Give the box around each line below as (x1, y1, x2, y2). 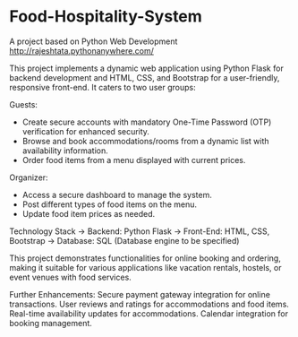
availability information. (21, 145, 109, 156)
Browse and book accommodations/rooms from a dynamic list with (21, 135, 270, 146)
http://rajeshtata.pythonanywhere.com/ (9, 45, 155, 56)
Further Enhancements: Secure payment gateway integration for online (9, 289, 271, 299)
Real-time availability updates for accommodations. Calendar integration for (9, 307, 289, 319)
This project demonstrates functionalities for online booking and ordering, (9, 253, 282, 264)
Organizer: (9, 172, 48, 183)
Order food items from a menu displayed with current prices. (21, 154, 246, 165)
